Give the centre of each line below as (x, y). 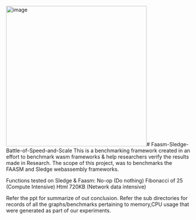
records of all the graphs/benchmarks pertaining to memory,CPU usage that (98, 204)
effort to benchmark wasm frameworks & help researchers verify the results (97, 157)
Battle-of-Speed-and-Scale (39, 150)
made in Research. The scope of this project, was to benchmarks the (89, 163)
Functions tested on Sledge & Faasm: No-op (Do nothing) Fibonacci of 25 (94, 181)
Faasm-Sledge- (170, 144)
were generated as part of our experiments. (59, 210)
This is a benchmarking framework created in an (132, 150)
